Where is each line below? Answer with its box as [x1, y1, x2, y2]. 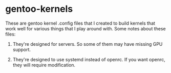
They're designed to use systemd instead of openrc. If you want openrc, [12, 56, 165, 62]
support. [12, 46, 31, 52]
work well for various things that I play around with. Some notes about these [5, 25, 166, 31]
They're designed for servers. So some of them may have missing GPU [12, 41, 163, 47]
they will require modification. [12, 62, 76, 68]
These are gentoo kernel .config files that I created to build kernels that [5, 20, 155, 26]
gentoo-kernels [5, 3, 73, 15]
